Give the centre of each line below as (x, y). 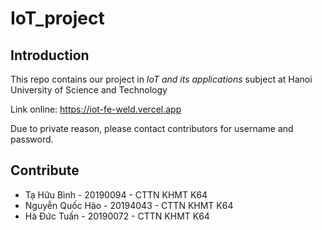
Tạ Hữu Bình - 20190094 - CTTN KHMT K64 (116, 194)
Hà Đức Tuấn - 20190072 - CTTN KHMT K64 (117, 216)
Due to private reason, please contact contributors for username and (152, 128)
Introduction (50, 55)
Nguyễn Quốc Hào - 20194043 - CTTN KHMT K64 (129, 205)
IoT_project (57, 18)
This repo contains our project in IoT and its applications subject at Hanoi (161, 79)
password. (32, 139)
